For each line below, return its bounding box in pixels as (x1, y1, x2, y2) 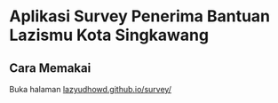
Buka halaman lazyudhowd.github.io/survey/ (9, 84, 171, 94)
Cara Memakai (9, 60, 91, 75)
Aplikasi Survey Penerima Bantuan (9, 6, 271, 27)
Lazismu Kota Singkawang (9, 25, 210, 45)
